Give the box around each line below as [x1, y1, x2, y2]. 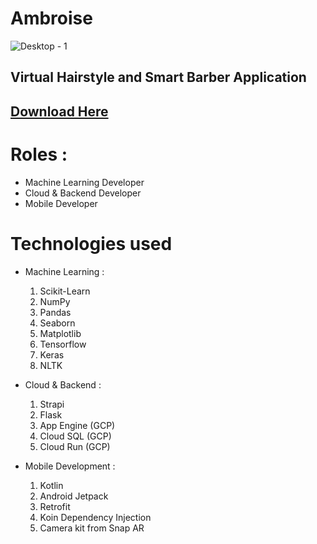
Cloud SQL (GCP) [39, 430, 112, 442]
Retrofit [39, 500, 71, 512]
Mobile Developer [24, 197, 98, 209]
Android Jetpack [39, 490, 109, 502]
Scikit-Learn [39, 285, 91, 297]
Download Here [10, 103, 109, 120]
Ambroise [10, 7, 93, 30]
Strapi [39, 398, 65, 410]
